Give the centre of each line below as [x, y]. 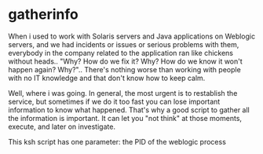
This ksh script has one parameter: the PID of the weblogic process [117, 141]
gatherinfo [43, 15]
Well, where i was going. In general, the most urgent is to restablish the [123, 93]
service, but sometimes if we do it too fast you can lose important [114, 101]
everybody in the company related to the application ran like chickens [121, 53]
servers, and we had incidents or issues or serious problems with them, [124, 44]
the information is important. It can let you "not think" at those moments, [125, 118]
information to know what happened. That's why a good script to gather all [129, 110]
